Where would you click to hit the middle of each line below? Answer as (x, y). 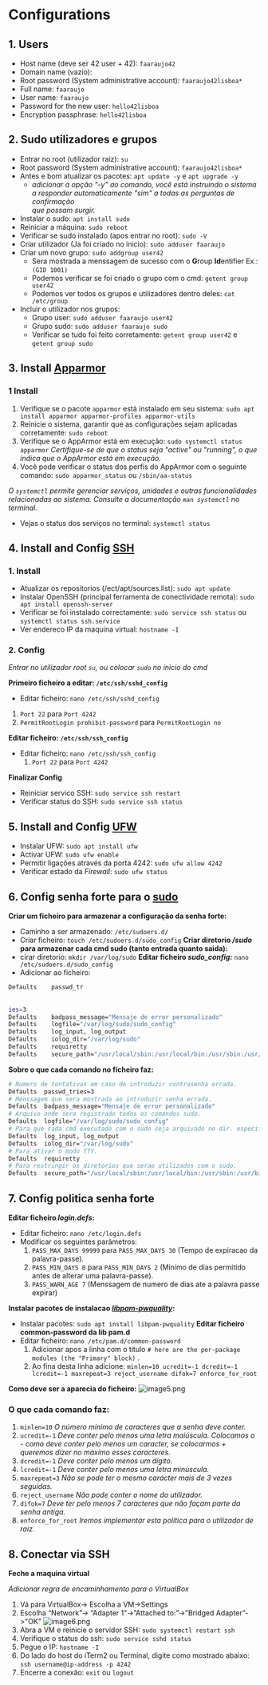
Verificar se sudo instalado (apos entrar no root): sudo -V (113, 235)
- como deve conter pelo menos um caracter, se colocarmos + (123, 1444)
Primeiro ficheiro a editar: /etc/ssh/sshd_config (88, 683)
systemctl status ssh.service (70, 622)
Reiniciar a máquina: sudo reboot (74, 227)
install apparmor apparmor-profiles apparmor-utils (107, 416)
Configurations (59, 15)
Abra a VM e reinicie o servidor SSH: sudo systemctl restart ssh (127, 1630)
